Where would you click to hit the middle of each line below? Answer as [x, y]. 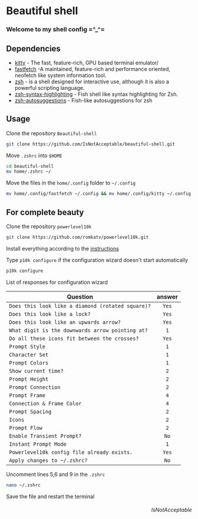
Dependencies [33, 48]
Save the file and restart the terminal [50, 496]
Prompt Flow [26, 428]
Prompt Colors [29, 363]
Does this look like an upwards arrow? [65, 322]
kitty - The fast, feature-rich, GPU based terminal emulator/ [87, 63]
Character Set [29, 355]
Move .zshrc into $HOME [34, 155]
